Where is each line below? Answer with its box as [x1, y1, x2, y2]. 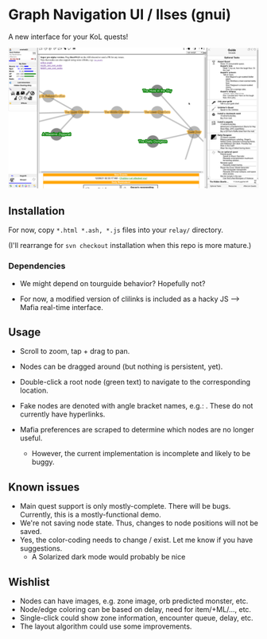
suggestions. [19, 544, 63, 553]
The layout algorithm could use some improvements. [19, 622, 192, 631]
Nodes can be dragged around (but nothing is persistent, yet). [19, 362, 223, 371]
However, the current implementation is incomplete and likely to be [31, 449, 251, 459]
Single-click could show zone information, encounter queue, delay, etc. [19, 613, 253, 622]
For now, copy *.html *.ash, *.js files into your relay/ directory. [8, 225, 224, 235]
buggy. [31, 457, 55, 467]
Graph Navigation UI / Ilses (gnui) [8, 6, 232, 24]
